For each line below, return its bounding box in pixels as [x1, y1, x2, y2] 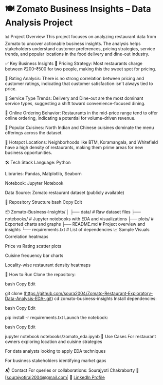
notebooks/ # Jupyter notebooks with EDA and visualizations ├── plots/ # [5, 215, 154, 222]
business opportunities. [5, 150, 53, 155]
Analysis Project [5, 17, 73, 28]
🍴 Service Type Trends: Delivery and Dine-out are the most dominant [5, 95, 144, 101]
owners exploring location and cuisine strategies [5, 339, 103, 344]
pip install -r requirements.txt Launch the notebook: [5, 314, 109, 320]
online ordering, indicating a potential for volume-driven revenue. [5, 115, 136, 121]
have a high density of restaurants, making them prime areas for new [5, 144, 144, 150]
